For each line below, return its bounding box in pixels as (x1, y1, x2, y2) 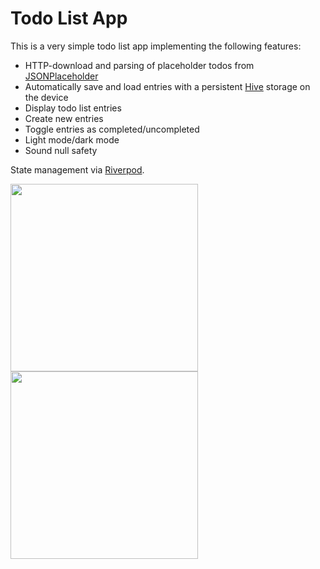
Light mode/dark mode (24, 133, 120, 146)
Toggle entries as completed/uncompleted (24, 123, 200, 135)
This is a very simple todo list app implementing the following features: (10, 40, 302, 52)
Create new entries (24, 112, 104, 124)
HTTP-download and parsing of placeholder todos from (24, 59, 255, 71)
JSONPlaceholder (24, 70, 99, 82)
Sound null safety (24, 144, 98, 156)
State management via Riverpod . (10, 163, 145, 176)
